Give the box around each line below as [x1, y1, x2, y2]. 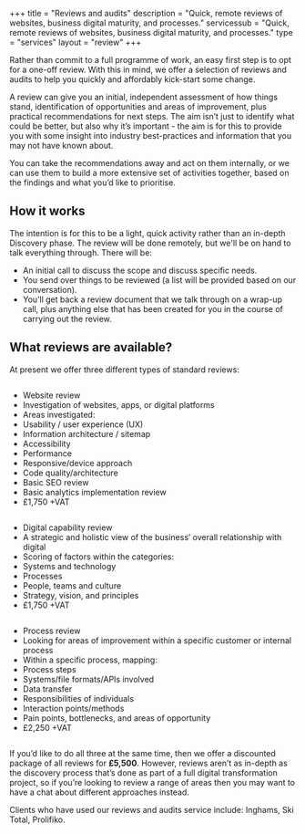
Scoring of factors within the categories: [22, 551, 175, 562]
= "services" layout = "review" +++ [9, 36, 142, 47]
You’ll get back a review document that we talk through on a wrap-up [22, 294, 282, 305]
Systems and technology [22, 560, 117, 571]
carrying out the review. [22, 313, 112, 324]
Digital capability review [22, 522, 113, 533]
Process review [22, 625, 81, 636]
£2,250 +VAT [22, 722, 73, 733]
